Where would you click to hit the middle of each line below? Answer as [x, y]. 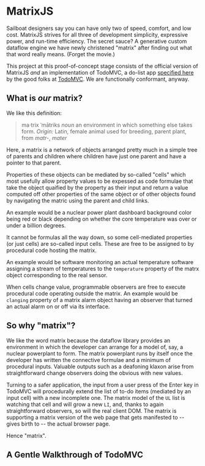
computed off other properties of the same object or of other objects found [101, 194]
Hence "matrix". [27, 435]
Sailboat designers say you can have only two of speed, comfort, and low [99, 28]
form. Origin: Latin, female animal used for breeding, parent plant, [104, 131]
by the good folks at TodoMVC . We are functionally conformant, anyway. [98, 79]
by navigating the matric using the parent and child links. [78, 201]
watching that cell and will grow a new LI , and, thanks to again [85, 404]
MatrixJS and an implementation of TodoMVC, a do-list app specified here [100, 72]
